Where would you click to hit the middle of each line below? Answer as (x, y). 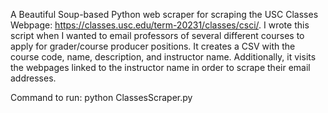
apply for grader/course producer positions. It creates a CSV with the (153, 46)
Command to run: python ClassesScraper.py (101, 97)
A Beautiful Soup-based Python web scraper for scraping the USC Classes (164, 14)
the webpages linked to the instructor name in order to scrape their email (160, 67)
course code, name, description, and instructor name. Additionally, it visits (163, 57)
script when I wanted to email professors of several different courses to (157, 35)
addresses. (33, 78)
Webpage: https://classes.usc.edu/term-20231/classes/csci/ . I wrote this (160, 25)
